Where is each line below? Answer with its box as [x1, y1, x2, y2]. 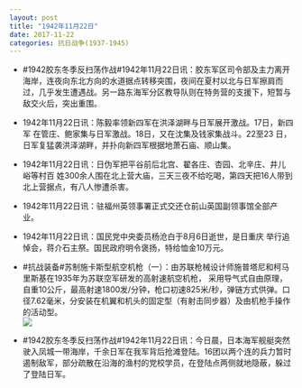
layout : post [9, 13, 59, 23]
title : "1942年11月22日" [9, 22, 99, 31]
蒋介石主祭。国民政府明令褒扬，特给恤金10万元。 [46, 243, 229, 254]
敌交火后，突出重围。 [22, 98, 102, 109]
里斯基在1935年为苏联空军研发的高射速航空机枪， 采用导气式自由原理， [22, 273, 288, 284]
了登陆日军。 [22, 369, 70, 380]
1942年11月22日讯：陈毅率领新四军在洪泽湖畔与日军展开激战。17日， [22, 117, 278, 128]
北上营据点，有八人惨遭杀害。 [22, 181, 133, 192]
